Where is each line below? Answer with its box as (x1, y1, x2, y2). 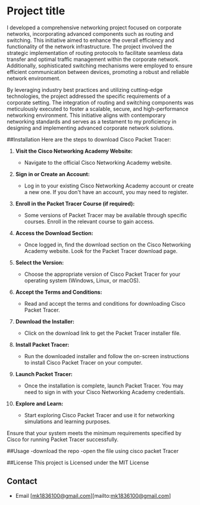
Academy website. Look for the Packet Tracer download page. (24, 247, 178, 254)
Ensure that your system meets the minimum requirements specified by (7, 429, 182, 436)
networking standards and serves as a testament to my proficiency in (7, 118, 177, 125)
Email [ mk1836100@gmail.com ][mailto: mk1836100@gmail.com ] (15, 492, 171, 499)
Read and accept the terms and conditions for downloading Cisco (24, 300, 186, 307)
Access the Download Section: (15, 229, 93, 236)
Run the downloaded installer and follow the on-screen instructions (24, 352, 189, 359)
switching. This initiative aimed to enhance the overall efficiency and (7, 36, 174, 44)
